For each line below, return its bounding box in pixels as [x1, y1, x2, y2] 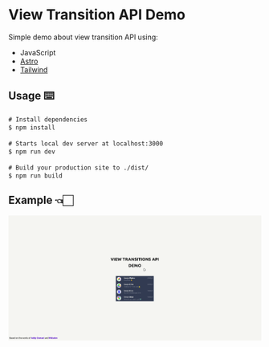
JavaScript [19, 47, 56, 57]
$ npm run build [8, 171, 63, 180]
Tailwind [19, 64, 48, 74]
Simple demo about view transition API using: [8, 32, 158, 42]
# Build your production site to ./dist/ [8, 163, 149, 172]
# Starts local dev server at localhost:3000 [8, 139, 163, 148]
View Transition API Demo [8, 6, 186, 24]
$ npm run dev [8, 147, 56, 156]
